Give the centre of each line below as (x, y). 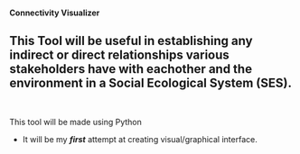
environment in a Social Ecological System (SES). (150, 82)
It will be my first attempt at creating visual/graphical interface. (140, 140)
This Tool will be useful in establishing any (131, 41)
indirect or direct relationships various (120, 54)
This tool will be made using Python (76, 122)
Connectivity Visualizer (55, 13)
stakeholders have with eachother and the (131, 69)
